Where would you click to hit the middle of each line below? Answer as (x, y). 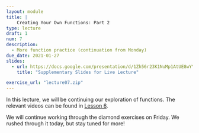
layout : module (25, 12)
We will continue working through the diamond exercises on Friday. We (93, 117)
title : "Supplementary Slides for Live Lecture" (78, 72)
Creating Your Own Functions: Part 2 (63, 22)
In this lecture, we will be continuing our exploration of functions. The (91, 100)
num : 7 (14, 39)
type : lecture (24, 28)
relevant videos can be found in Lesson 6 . (57, 106)
